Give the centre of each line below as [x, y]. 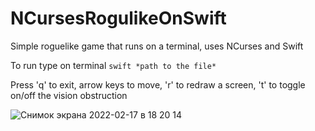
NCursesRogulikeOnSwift [118, 18]
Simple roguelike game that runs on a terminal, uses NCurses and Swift [157, 46]
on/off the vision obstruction [69, 95]
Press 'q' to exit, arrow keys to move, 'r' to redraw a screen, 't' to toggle [158, 84]
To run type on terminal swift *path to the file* [113, 65]
